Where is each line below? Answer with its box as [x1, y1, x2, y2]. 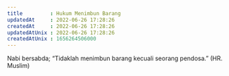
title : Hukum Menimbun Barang [7, 10, 121, 17]
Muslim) [7, 62, 30, 70]
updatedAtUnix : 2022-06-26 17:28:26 [7, 29, 115, 36]
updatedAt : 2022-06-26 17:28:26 [7, 16, 115, 23]
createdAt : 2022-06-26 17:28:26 [7, 23, 115, 29]
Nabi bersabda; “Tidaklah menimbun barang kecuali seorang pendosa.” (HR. [7, 54, 223, 62]
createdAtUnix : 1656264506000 [7, 36, 97, 42]
